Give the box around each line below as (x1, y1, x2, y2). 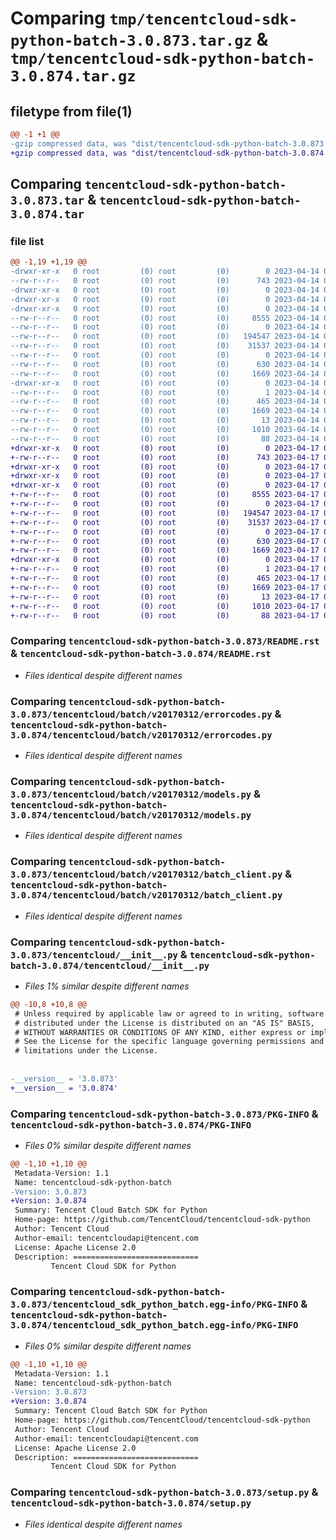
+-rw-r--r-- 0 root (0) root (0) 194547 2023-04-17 (10, 508, 320, 518)
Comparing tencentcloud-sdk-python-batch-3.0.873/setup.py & (10, 1485, 319, 1499)
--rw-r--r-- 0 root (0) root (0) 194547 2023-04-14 (10, 332, 320, 342)
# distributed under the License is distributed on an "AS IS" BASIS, (14, 1018, 315, 1028)
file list (10, 234, 45, 248)
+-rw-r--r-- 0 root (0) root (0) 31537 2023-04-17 (10, 517, 320, 527)
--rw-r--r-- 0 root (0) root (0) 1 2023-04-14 (10, 387, 320, 397)
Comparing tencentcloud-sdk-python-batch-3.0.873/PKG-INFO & (10, 1107, 319, 1121)
